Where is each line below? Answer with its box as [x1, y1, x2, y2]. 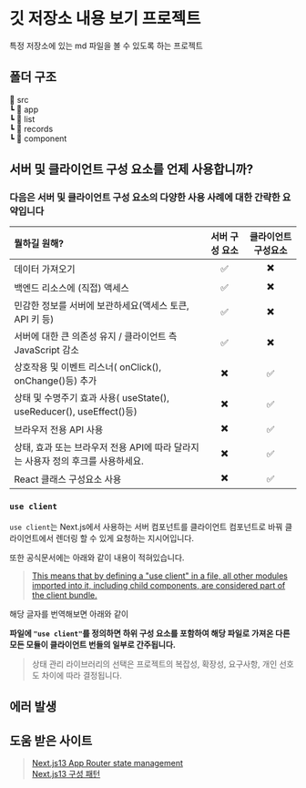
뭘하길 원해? [14, 238, 64, 251]
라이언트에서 [9, 532, 55, 543]
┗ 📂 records [9, 123, 54, 134]
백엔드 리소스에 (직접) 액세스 [14, 281, 130, 294]
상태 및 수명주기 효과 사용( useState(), [14, 392, 170, 404]
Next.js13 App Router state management [31, 757, 184, 768]
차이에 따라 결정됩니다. [41, 670, 123, 681]
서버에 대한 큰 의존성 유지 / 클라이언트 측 [14, 330, 178, 343]
